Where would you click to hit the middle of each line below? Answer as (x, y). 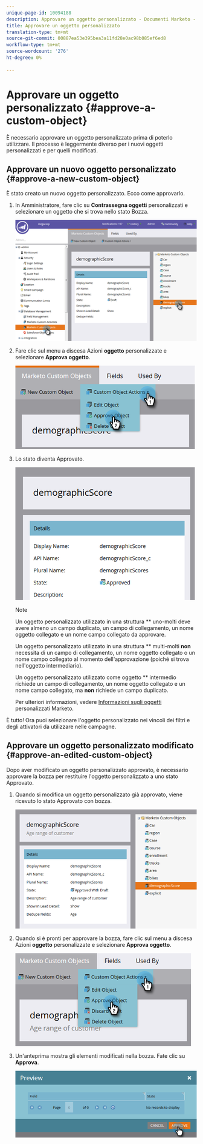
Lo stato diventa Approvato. (50, 459)
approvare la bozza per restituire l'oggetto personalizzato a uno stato (92, 776)
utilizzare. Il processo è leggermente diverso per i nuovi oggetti (85, 144)
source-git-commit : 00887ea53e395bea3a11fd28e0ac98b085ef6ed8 (86, 39)
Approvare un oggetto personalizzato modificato (100, 746)
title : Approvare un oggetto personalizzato (63, 25)
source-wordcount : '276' (37, 52)
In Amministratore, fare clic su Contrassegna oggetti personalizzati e (101, 205)
